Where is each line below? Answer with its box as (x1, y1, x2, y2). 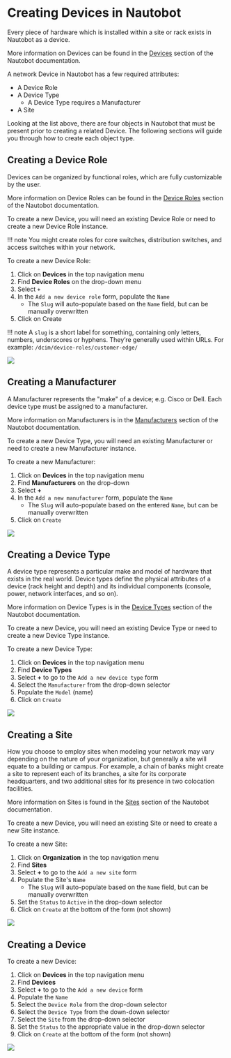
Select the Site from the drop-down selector (17, 1015, 145, 1023)
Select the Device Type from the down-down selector (17, 1008, 170, 1016)
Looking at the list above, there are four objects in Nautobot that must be (7, 119, 216, 127)
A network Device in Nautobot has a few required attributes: (7, 70, 180, 78)
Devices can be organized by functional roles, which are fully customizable (7, 172, 223, 181)
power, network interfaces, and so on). (7, 590, 118, 598)
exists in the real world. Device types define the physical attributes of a (7, 574, 211, 583)
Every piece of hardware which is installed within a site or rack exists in (7, 28, 212, 36)
